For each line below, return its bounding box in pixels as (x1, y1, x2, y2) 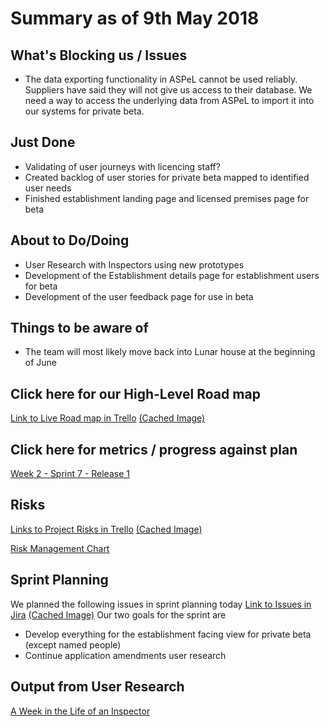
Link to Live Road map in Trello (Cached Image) (10, 412, 206, 424)
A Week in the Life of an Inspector (10, 705, 151, 717)
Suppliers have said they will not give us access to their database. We (24, 84, 313, 96)
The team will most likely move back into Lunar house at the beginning (24, 346, 316, 358)
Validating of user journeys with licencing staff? (24, 160, 221, 172)
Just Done (10, 134, 76, 151)
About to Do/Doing (10, 232, 130, 249)
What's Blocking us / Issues (10, 47, 188, 64)
